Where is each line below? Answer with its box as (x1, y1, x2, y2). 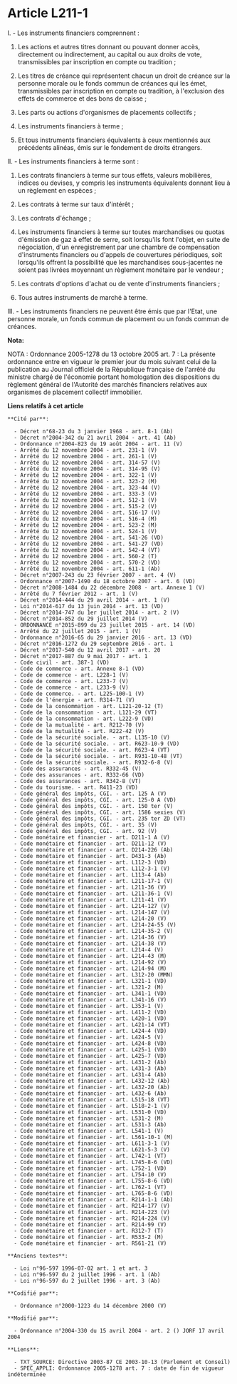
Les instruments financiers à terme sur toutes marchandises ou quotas (17, 227, 226, 236)
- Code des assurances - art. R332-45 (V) (14, 765, 142, 772)
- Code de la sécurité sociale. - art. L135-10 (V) (14, 734, 171, 741)
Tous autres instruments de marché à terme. (17, 293, 148, 301)
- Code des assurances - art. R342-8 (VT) (14, 777, 142, 784)
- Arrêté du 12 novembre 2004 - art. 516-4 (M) (14, 515, 158, 522)
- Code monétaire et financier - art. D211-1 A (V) (14, 834, 171, 841)
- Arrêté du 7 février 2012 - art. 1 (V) (14, 590, 139, 597)
